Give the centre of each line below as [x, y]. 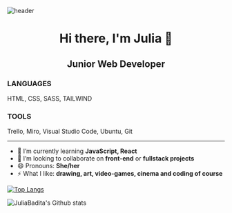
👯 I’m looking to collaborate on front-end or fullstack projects [106, 159]
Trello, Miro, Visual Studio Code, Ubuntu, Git [70, 132]
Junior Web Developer [116, 64]
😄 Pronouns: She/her [48, 166]
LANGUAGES [29, 83]
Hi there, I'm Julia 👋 [116, 39]
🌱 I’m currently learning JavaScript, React [77, 151]
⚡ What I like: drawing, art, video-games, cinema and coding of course [120, 174]
